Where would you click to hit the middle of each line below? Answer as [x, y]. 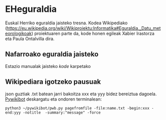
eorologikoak [19, 33]
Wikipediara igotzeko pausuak [53, 82]
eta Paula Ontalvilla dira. [30, 39]
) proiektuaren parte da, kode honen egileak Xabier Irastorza [93, 33]
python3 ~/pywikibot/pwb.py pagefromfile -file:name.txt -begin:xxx [77, 108]
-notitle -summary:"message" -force [62, 113]
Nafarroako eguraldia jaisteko [52, 54]
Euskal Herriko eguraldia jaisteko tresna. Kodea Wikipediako [66, 23]
